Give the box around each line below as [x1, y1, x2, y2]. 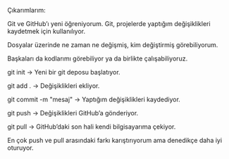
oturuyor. [7, 144, 34, 152]
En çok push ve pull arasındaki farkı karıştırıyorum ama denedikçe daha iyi [7, 136, 223, 144]
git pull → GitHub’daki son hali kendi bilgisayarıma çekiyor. [7, 122, 176, 131]
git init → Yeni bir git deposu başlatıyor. [7, 68, 121, 76]
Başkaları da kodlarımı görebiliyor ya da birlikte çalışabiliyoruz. [7, 54, 188, 63]
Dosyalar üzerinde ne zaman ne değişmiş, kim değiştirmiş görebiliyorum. [7, 41, 218, 49]
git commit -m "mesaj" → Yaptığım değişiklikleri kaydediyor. [7, 95, 181, 103]
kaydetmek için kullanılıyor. [7, 27, 86, 35]
